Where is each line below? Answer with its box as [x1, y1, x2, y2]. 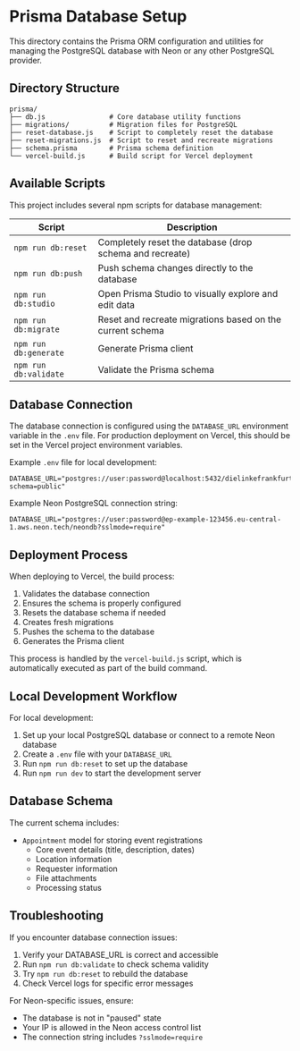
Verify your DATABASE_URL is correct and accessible [21, 949, 219, 960]
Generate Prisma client [97, 342, 194, 354]
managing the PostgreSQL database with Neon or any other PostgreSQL [9, 45, 275, 55]
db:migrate [13, 324, 60, 335]
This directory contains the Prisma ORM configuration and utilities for [9, 36, 264, 47]
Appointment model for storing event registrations [21, 835, 204, 845]
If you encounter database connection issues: [9, 932, 178, 943]
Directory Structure [9, 81, 121, 96]
